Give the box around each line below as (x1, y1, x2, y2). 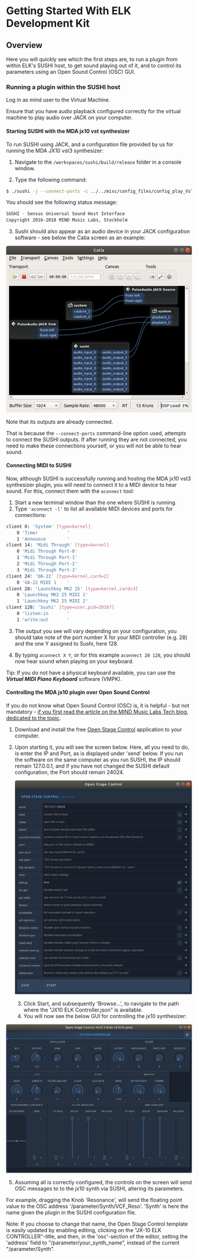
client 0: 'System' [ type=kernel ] (6, 523, 91, 529)
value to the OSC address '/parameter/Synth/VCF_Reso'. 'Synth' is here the (6, 1203, 189, 1210)
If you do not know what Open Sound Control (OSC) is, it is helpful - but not (6, 702, 190, 709)
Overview (6, 40, 43, 50)
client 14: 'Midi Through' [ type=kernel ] (6, 542, 110, 548)
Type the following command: (14, 176, 87, 183)
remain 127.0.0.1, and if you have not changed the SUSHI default (14, 762, 170, 770)
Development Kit (6, 17, 90, 30)
